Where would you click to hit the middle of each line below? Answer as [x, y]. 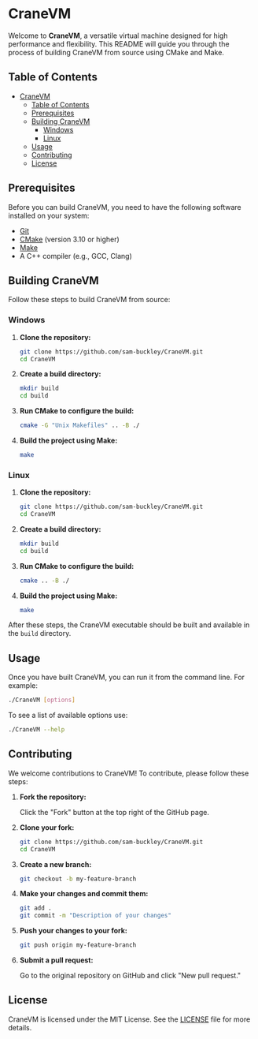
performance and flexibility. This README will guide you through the [119, 43]
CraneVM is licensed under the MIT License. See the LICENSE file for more [129, 1019]
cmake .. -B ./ [44, 581]
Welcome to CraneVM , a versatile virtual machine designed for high [118, 36]
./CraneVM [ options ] [42, 700]
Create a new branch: [55, 864]
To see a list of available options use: [68, 716]
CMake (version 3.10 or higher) [69, 239]
